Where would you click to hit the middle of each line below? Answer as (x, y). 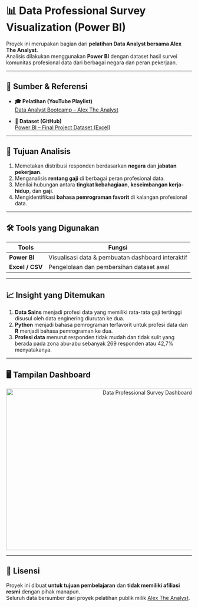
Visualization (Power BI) (66, 27)
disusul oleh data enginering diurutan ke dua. (70, 319)
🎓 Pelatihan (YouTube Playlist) (54, 101)
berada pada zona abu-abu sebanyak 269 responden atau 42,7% (94, 344)
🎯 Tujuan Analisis (38, 151)
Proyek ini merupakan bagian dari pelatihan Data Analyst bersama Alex (94, 44)
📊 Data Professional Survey (76, 11)
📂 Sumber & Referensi (47, 86)
